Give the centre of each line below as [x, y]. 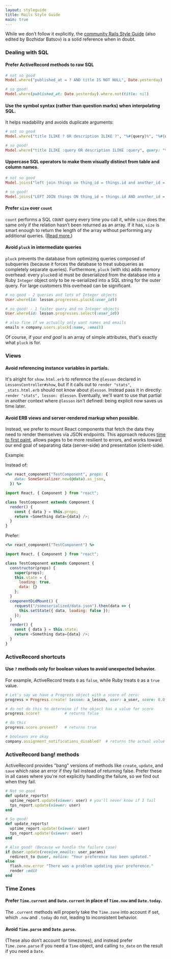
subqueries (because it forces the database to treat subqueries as [75, 264]
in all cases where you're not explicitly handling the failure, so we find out [82, 776]
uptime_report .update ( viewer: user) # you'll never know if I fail [83, 800]
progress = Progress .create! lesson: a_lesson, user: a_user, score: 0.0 [85, 700]
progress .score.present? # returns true [51, 728]
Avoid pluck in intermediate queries [43, 247]
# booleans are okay [27, 737]
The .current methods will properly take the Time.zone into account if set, [83, 912]
